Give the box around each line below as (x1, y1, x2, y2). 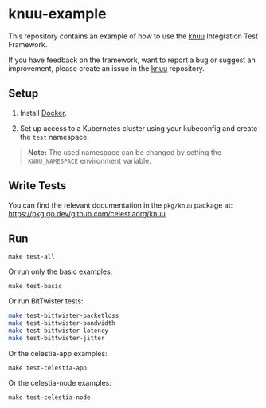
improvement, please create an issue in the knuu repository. (8, 63, 205, 73)
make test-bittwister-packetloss (8, 312, 119, 320)
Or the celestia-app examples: (8, 348, 108, 358)
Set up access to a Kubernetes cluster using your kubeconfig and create (19, 123, 258, 133)
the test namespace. (19, 132, 90, 141)
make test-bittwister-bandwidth (8, 319, 115, 327)
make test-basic (8, 283, 62, 291)
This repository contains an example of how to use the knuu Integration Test (8, 31, 259, 41)
